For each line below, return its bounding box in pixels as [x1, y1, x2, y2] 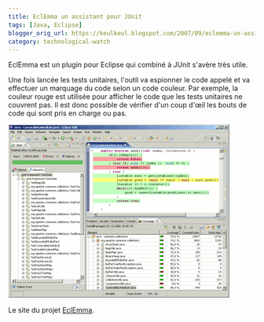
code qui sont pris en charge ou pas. [8, 108, 127, 118]
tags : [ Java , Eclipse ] [8, 20, 82, 29]
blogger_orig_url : [8, 29, 68, 37]
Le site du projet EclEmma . [8, 306, 94, 315]
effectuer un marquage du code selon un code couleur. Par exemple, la [8, 83, 238, 93]
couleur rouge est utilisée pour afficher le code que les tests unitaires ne [8, 92, 243, 101]
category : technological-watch [8, 38, 111, 46]
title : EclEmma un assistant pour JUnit [8, 13, 143, 20]
